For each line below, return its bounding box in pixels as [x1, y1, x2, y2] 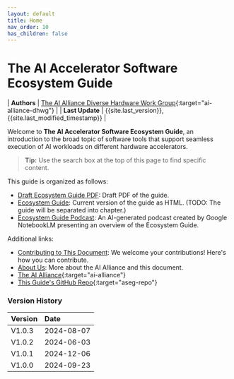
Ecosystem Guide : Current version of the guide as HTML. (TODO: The [17, 198, 221, 207]
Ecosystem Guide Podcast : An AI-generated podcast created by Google [17, 213, 228, 222]
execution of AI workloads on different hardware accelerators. [7, 143, 189, 151]
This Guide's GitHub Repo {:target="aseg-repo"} [17, 278, 158, 287]
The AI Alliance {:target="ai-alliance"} [17, 271, 126, 279]
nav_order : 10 [7, 23, 49, 30]
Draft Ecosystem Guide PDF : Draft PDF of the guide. [17, 191, 170, 200]
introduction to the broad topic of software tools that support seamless [7, 135, 213, 143]
